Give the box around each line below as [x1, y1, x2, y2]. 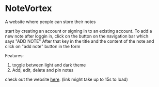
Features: [5, 52, 24, 58]
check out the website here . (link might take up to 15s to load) [5, 76, 128, 82]
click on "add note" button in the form [5, 43, 80, 49]
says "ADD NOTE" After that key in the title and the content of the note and [5, 38, 154, 44]
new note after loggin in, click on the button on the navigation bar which [5, 33, 149, 39]
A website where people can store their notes [5, 19, 96, 25]
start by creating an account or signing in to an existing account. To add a [5, 28, 152, 34]
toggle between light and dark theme [12, 62, 86, 68]
